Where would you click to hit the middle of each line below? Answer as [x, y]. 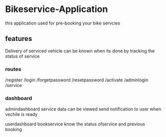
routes [13, 69]
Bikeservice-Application [57, 9]
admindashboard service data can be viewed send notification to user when [83, 109]
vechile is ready [21, 114]
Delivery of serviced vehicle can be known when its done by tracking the [80, 50]
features [19, 39]
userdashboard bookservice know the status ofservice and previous [75, 124]
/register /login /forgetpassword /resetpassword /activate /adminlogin [77, 80]
